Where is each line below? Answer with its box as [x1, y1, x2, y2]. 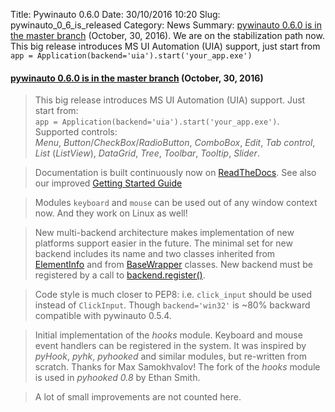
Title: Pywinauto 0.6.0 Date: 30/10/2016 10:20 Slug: [10, 9, 221, 20]
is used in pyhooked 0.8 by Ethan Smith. [34, 372, 201, 384]
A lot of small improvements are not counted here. [34, 391, 242, 403]
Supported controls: [34, 126, 118, 138]
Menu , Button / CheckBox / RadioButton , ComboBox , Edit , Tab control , [34, 137, 316, 149]
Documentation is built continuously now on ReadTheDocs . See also [34, 167, 317, 179]
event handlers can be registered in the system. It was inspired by [34, 340, 307, 352]
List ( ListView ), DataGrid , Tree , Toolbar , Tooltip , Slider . [34, 147, 260, 159]
